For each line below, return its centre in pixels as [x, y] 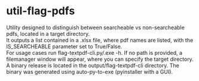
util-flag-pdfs [41, 11]
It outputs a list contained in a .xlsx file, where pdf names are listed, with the [100, 40]
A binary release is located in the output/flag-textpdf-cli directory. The [93, 65]
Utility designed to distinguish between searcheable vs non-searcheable [96, 27]
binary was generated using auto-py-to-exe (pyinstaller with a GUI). [90, 71]
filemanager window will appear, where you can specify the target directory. [100, 59]
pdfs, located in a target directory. [48, 33]
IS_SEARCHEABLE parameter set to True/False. [64, 46]
